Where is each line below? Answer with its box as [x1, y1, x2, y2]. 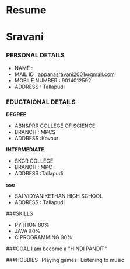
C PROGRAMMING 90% [14, 233, 72, 240]
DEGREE [6, 111, 27, 118]
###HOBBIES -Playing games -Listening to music [6, 256, 125, 263]
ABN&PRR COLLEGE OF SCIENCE [14, 122, 96, 129]
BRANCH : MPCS [14, 128, 56, 135]
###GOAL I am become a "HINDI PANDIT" [6, 245, 107, 252]
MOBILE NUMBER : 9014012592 [14, 77, 92, 84]
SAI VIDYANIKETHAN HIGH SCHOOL [14, 192, 103, 199]
